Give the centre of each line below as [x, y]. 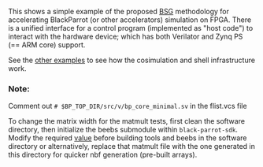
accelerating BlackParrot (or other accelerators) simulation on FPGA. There [130, 20]
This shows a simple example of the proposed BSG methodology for [119, 11]
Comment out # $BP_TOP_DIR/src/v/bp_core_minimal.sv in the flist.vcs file [128, 106]
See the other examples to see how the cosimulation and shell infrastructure [132, 60]
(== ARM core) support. [47, 45]
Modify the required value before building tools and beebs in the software [128, 138]
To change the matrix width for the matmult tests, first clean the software [127, 121]
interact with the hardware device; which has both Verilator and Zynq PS [126, 36]
